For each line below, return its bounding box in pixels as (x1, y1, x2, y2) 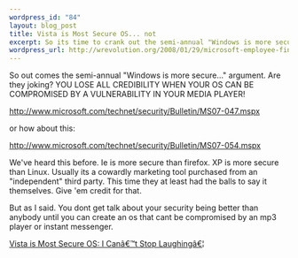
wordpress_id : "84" (9, 12, 82, 22)
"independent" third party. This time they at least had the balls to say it (9, 176, 268, 186)
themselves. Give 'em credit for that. (9, 186, 142, 196)
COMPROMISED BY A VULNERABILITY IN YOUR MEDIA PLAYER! (9, 89, 246, 100)
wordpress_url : (9, 46, 66, 55)
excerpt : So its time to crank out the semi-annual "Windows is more (9, 37, 272, 47)
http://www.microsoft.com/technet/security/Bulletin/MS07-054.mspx (9, 140, 262, 151)
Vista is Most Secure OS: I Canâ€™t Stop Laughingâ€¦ (9, 239, 205, 249)
